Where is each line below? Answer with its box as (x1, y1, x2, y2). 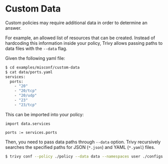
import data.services (5, 121, 51, 126)
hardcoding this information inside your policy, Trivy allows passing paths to (5, 40, 163, 46)
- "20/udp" (14, 93, 37, 98)
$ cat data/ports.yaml (5, 69, 53, 74)
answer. (5, 25, 22, 31)
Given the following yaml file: (5, 55, 65, 61)
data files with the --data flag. (5, 45, 67, 51)
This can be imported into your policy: (5, 111, 84, 117)
